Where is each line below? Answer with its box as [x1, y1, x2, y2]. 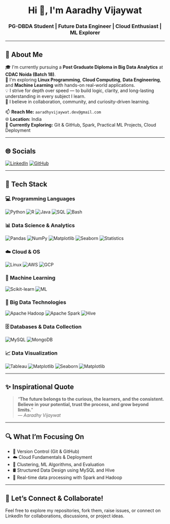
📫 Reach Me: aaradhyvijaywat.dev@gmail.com [5, 109, 101, 115]
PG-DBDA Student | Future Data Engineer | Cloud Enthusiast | [8, 23, 162, 30]
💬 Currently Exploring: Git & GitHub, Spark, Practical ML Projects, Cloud [5, 122, 156, 128]
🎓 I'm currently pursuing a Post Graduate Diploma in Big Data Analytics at [5, 64, 163, 70]
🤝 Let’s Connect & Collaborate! [5, 494, 104, 503]
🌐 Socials [5, 147, 36, 156]
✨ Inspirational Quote [5, 382, 74, 391]
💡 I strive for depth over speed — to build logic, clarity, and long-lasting [5, 87, 154, 94]
